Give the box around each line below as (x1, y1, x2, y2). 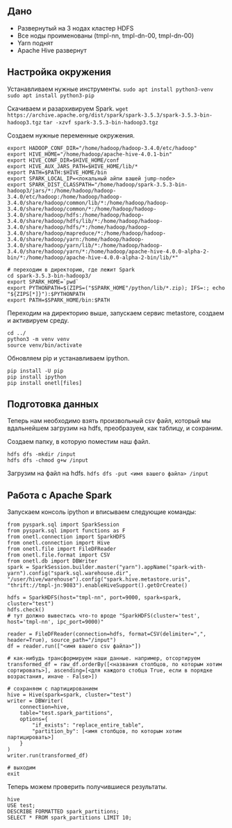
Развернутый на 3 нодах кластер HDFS (17, 24, 134, 32)
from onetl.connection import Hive (7, 540, 110, 547)
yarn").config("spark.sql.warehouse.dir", (7, 570, 132, 577)
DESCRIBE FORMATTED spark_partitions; (7, 809, 119, 815)
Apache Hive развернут (17, 46, 87, 54)
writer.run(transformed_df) (7, 752, 89, 759)
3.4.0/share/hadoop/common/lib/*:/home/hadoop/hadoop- (7, 199, 169, 206)
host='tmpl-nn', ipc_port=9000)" (7, 618, 104, 626)
